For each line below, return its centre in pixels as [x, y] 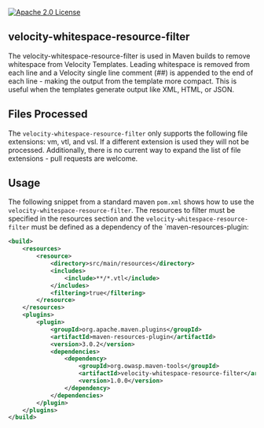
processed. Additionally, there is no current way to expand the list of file [125, 150]
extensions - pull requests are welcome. [73, 158]
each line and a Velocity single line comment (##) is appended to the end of [131, 73]
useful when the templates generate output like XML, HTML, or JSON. [121, 89]
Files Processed [48, 114]
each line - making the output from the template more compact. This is [123, 81]
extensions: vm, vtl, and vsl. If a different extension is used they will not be [129, 141]
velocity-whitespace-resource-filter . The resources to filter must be [122, 210]
